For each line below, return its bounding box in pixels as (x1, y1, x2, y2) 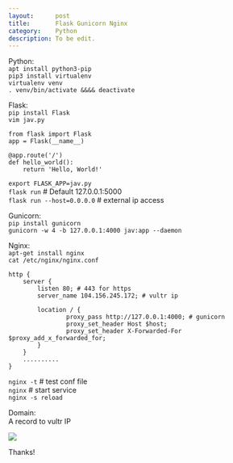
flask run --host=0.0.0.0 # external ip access (8, 196, 164, 205)
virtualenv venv (8, 79, 63, 87)
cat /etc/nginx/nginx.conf (8, 256, 99, 265)
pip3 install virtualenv (8, 72, 92, 81)
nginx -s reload (8, 394, 63, 402)
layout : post (8, 11, 70, 20)
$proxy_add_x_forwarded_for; (8, 335, 106, 343)
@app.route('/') (8, 151, 63, 160)
